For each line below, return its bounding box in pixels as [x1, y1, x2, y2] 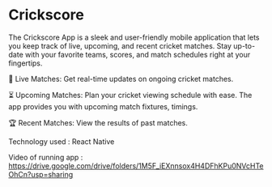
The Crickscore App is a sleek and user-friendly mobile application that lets [8, 32, 260, 42]
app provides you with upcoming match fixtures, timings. [8, 101, 198, 111]
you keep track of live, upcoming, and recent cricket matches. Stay [8, 40, 232, 50]
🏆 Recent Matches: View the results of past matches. [8, 117, 189, 127]
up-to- [233, 40, 256, 50]
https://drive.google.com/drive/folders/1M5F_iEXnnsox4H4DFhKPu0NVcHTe [8, 160, 265, 171]
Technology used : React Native [8, 136, 115, 147]
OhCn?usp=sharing [8, 169, 74, 179]
